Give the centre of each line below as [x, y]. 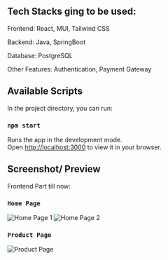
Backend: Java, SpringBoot [47, 42]
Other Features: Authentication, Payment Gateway [79, 69]
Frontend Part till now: [39, 186]
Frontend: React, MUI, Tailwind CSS [58, 28]
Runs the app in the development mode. [65, 139]
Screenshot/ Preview [54, 169]
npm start [24, 125]
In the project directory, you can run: [60, 108]
